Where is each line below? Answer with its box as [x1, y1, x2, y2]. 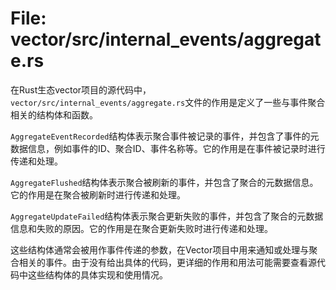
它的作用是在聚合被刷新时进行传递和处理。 [10, 188, 186, 201]
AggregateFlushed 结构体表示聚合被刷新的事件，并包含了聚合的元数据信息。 [10, 176, 319, 188]
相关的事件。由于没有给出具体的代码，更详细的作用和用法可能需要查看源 [18, 256, 317, 268]
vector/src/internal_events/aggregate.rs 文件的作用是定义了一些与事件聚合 [10, 96, 326, 108]
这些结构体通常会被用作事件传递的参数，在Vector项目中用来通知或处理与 [10, 243, 310, 256]
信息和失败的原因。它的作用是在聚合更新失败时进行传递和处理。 [10, 222, 273, 234]
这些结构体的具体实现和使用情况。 [27, 268, 168, 281]
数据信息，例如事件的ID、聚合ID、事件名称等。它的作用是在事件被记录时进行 [10, 142, 326, 154]
